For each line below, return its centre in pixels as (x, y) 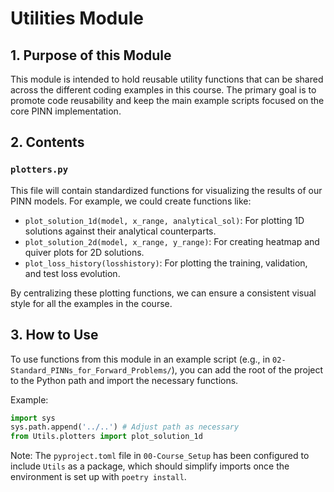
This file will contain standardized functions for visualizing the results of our (166, 190)
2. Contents (47, 142)
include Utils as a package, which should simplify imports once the (150, 466)
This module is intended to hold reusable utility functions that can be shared (167, 79)
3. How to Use (54, 335)
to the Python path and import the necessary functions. (124, 380)
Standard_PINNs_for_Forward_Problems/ (91, 370)
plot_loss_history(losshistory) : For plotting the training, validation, (166, 263)
